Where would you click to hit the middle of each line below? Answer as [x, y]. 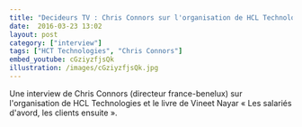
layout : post [34, 34]
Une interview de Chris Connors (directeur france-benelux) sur [126, 93]
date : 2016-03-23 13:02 [56, 26]
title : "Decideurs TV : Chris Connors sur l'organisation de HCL [134, 18]
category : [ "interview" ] [56, 43]
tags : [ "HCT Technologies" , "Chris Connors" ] [96, 51]
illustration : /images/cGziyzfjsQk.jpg [84, 68]
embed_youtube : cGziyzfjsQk [62, 59]
